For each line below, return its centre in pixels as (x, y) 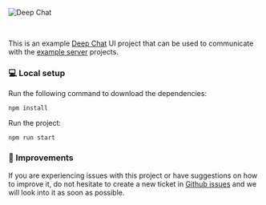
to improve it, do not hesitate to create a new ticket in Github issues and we (133, 183)
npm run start (32, 138)
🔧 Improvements (41, 158)
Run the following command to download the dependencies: (107, 94)
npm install (28, 108)
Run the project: (35, 123)
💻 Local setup (37, 73)
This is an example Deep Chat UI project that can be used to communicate (131, 43)
